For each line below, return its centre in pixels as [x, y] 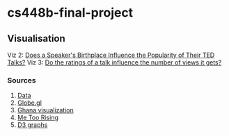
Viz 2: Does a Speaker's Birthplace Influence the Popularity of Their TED [111, 55]
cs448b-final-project [70, 13]
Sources [22, 80]
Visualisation [37, 39]
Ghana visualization [46, 110]
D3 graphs [32, 125]
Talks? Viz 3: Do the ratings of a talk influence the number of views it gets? [114, 62]
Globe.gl [29, 103]
